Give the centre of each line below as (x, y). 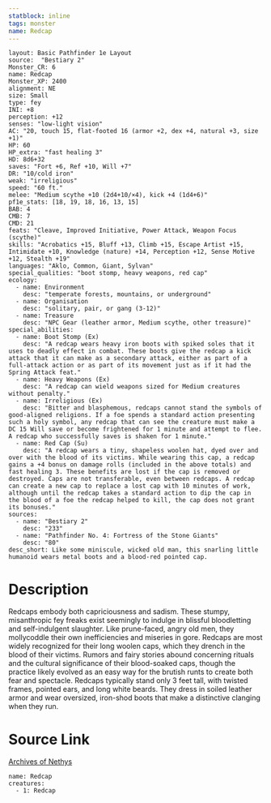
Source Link (49, 739)
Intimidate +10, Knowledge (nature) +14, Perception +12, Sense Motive (131, 252)
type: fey (25, 103)
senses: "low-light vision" (56, 124)
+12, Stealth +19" (39, 259)
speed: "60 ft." (36, 188)
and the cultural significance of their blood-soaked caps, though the (122, 663)
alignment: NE (32, 89)
